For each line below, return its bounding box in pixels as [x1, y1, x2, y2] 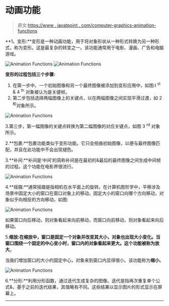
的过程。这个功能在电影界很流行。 [5, 163, 76, 169]
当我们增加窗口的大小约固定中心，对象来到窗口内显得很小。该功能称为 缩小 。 [5, 257, 164, 263]
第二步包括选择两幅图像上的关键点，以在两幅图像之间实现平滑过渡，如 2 [12, 95, 162, 101]
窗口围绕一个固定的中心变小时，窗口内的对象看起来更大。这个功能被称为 [5, 240, 155, 246]
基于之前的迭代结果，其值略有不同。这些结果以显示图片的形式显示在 [17, 284, 158, 290]
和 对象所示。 [12, 102, 39, 108]
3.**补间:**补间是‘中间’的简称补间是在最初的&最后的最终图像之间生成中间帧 [5, 157, 161, 163]
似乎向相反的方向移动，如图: [9, 196, 69, 202]
